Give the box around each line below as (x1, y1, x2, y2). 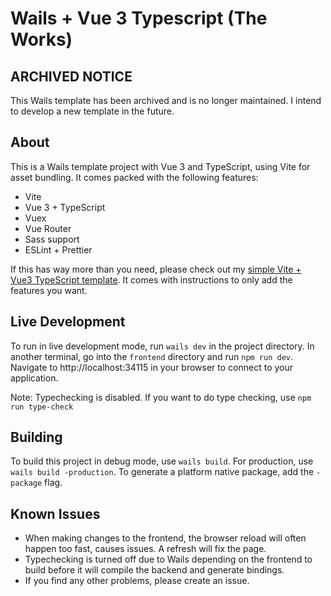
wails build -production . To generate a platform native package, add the (10, 466, 315, 478)
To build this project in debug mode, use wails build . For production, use (10, 455, 314, 467)
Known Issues (10, 505, 101, 522)
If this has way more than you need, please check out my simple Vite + (10, 263, 302, 275)
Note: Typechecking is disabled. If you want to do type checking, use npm (10, 391, 312, 403)
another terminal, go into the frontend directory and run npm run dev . (10, 350, 294, 362)
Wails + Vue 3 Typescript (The (10, 7, 268, 30)
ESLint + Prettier (24, 243, 93, 256)
